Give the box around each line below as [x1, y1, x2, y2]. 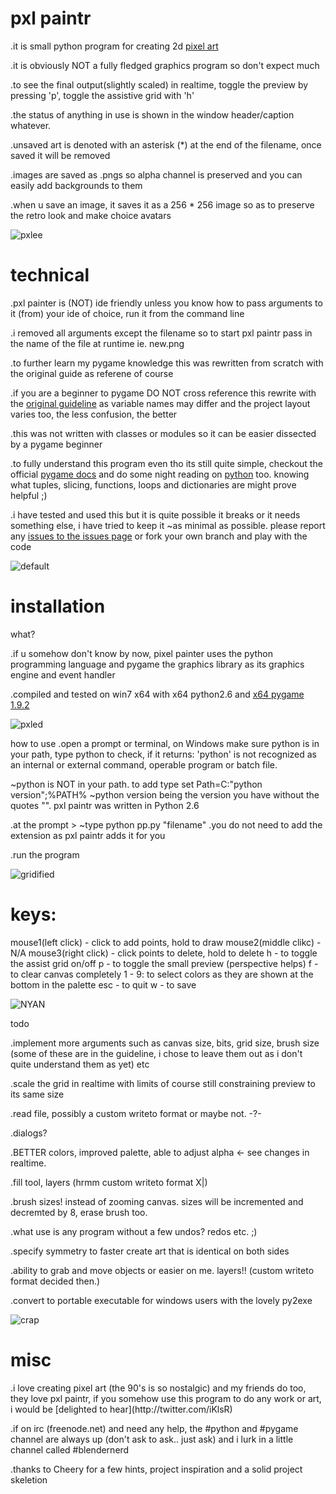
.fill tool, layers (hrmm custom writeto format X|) [10, 1176, 208, 1188]
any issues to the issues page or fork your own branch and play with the [10, 530, 308, 542]
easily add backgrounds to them [10, 179, 143, 191]
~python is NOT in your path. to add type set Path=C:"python [10, 778, 263, 790]
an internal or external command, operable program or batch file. [10, 758, 278, 771]
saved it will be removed [10, 149, 111, 161]
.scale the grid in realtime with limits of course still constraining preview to [10, 1077, 316, 1089]
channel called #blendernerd [10, 1443, 130, 1456]
